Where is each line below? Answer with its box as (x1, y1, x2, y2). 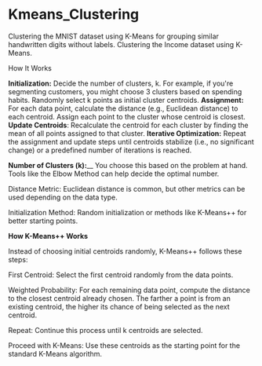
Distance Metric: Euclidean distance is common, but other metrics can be (8, 184, 246, 193)
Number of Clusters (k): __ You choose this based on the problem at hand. (8, 160, 249, 170)
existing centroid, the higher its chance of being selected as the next (8, 302, 230, 311)
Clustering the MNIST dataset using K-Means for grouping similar (8, 31, 220, 41)
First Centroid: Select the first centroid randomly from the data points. (8, 269, 234, 280)
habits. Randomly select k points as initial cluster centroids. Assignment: (8, 95, 245, 104)
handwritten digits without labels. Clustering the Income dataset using (8, 39, 235, 49)
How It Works (8, 63, 53, 72)
